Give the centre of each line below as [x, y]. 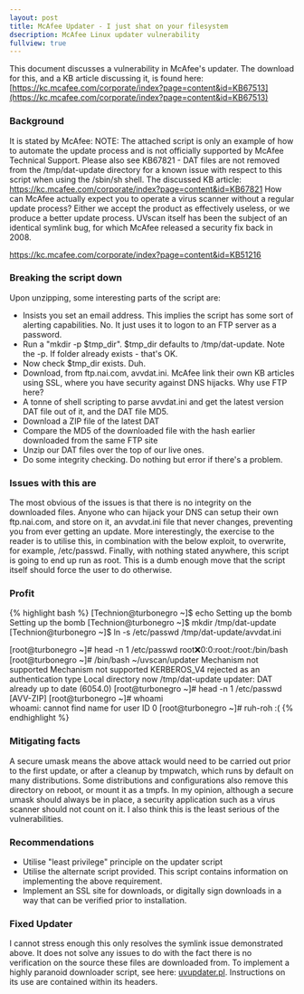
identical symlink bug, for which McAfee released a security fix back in [141, 227]
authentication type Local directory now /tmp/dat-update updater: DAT [141, 679]
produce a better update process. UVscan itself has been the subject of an [148, 217]
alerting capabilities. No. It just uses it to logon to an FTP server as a [150, 325]
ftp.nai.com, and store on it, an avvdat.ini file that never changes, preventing [152, 522]
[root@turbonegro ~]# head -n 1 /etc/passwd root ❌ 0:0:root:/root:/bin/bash [149, 650]
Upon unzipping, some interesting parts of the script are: [115, 297]
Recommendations [52, 842]
